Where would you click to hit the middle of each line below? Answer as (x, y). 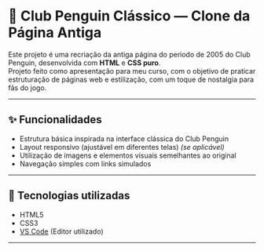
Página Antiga (55, 33)
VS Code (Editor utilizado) (61, 231)
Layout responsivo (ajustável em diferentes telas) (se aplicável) (122, 147)
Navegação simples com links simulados (85, 163)
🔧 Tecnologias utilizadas (69, 196)
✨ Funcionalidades (55, 120)
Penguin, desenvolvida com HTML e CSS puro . (84, 63)
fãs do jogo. (27, 87)
